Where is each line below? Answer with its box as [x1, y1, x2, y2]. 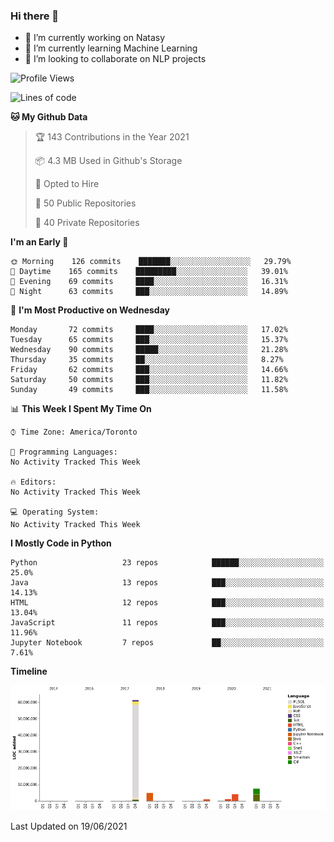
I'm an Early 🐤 [10, 236, 69, 248]
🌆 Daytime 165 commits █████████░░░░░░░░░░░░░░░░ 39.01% [10, 267, 288, 277]
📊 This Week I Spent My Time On [10, 403, 152, 415]
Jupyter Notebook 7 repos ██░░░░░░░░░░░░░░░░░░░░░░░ [10, 638, 325, 648]
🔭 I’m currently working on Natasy [24, 32, 166, 44]
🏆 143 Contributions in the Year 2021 [34, 131, 190, 143]
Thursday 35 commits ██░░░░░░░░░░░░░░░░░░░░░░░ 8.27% [10, 355, 284, 365]
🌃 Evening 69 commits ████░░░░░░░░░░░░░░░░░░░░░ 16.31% [10, 277, 288, 287]
